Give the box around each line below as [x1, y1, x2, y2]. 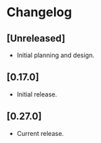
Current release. [16, 129, 65, 137]
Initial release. [16, 89, 58, 99]
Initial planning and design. [16, 51, 95, 59]
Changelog [6, 4, 72, 20]
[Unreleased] [6, 32, 66, 44]
